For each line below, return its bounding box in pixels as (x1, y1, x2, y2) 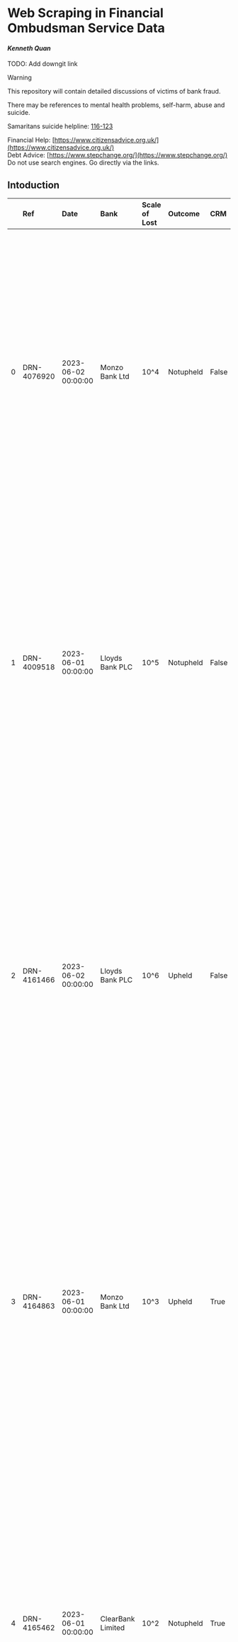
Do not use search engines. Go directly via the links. (7, 158, 159, 167)
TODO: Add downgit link (7, 60, 78, 68)
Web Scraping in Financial (7, 5, 164, 21)
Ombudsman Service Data (7, 20, 165, 36)
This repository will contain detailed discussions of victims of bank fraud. (7, 87, 221, 96)
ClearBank (100, 1614, 135, 1624)
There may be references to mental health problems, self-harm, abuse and (7, 101, 225, 109)
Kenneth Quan (7, 44, 51, 52)
